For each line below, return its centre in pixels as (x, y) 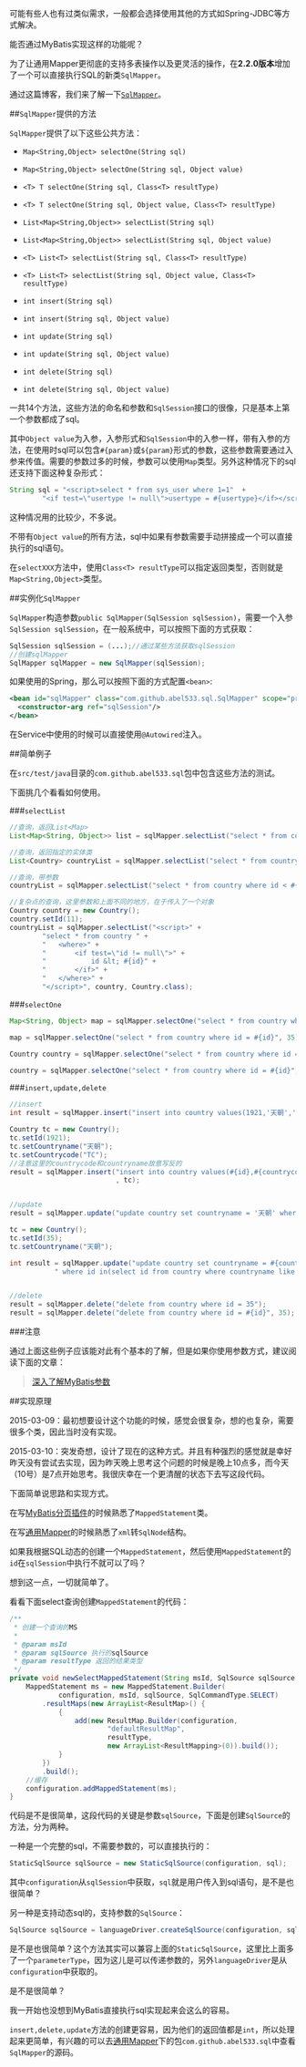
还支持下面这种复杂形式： (57, 473)
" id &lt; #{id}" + (99, 961)
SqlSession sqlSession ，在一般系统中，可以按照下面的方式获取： (132, 628)
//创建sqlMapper (39, 655)
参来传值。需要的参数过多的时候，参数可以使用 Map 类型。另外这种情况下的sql (153, 461)
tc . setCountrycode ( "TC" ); (58, 1155)
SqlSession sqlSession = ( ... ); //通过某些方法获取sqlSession (122, 646)
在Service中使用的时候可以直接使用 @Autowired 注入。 (108, 734)
